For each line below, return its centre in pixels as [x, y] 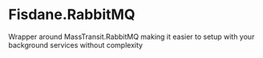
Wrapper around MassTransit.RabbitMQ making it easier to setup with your [131, 37]
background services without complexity [75, 44]
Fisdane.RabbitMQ [72, 15]
